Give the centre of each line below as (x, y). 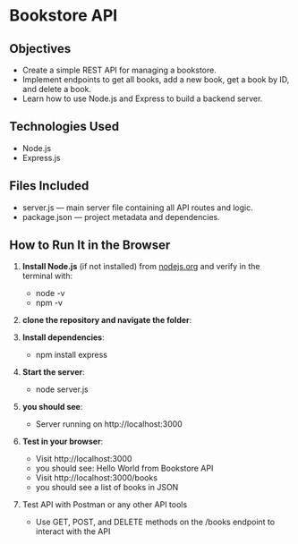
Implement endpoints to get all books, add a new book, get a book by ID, (156, 80)
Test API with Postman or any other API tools (105, 505)
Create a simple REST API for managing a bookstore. (119, 70)
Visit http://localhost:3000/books (97, 478)
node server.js (62, 389)
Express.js (41, 157)
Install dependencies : (63, 337)
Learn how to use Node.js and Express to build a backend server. (142, 98)
